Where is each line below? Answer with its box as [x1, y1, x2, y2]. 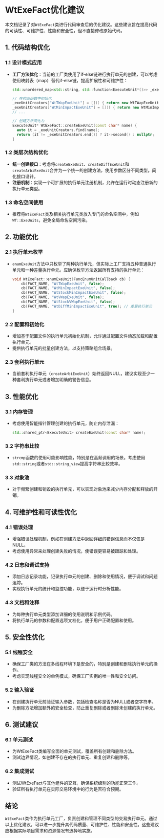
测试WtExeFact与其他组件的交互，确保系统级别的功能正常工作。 [12, 780, 141, 786]
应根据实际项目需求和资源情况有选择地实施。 [5, 828, 95, 834]
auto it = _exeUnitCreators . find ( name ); [17, 128, 100, 132]
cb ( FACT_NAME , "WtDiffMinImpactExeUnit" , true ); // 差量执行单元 [21, 304, 152, 309]
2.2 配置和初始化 [5, 321, 45, 328]
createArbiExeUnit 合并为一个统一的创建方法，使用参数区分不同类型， [12, 167, 152, 173]
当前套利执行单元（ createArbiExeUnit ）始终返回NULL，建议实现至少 [12, 371, 151, 376]
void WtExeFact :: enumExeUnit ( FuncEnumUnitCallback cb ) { [12, 277, 131, 282]
